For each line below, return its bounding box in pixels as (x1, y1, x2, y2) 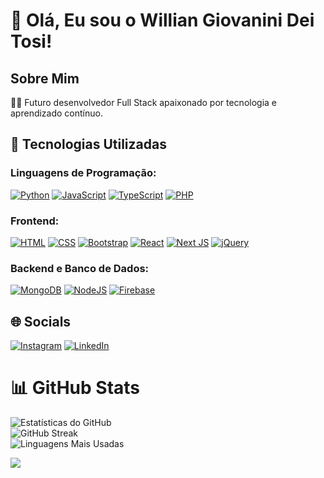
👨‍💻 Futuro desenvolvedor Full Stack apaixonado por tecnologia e (10, 97, 277, 108)
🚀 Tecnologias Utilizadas (10, 136, 167, 153)
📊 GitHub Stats (10, 377, 141, 399)
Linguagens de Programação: (10, 166, 157, 180)
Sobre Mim (10, 70, 80, 87)
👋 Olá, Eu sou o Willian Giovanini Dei (10, 9, 315, 32)
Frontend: (10, 214, 60, 228)
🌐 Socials (10, 313, 72, 330)
